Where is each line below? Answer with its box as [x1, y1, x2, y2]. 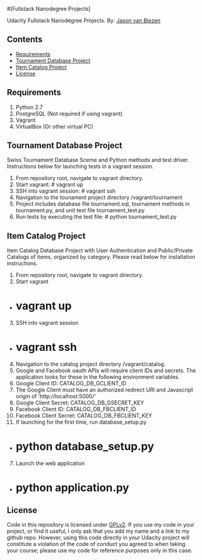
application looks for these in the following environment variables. [15, 373, 180, 381]
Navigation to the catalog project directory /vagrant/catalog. [15, 361, 166, 368]
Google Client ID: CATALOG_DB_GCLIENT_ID [15, 380, 126, 387]
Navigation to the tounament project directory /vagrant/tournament [15, 194, 183, 201]
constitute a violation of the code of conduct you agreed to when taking [7, 541, 186, 548]
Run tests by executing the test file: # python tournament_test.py [15, 213, 177, 221]
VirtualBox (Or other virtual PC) [15, 122, 93, 130]
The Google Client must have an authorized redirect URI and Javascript [15, 386, 194, 393]
